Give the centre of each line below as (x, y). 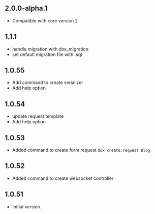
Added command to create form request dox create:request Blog (81, 150)
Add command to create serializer (48, 83)
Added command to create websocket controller (63, 178)
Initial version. (27, 206)
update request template (38, 116)
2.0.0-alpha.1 (26, 8)
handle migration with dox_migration (50, 49)
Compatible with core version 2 (45, 20)
